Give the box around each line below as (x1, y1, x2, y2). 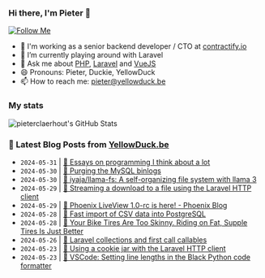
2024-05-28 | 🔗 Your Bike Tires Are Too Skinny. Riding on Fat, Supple (19, 217, 248, 227)
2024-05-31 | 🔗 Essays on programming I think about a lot (19, 157, 211, 167)
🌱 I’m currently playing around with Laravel (19, 50, 164, 60)
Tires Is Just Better (19, 226, 83, 236)
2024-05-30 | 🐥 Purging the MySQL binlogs (19, 166, 162, 176)
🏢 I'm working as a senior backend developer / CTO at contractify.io (19, 41, 247, 51)
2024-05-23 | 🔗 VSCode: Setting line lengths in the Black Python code (19, 252, 251, 262)
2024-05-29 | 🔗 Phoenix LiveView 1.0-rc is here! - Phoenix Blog (19, 200, 228, 210)
